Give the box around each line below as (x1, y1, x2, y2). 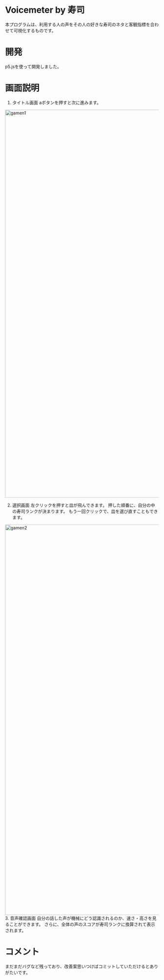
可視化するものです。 (13, 27, 56, 33)
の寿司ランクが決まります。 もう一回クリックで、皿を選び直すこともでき (12, 508, 158, 514)
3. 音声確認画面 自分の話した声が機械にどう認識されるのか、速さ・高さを (5, 915, 152, 921)
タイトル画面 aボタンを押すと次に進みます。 (12, 100, 102, 105)
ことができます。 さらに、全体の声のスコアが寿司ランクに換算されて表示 (9, 921, 155, 927)
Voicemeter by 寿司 (5, 4, 85, 16)
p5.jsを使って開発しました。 (5, 63, 62, 69)
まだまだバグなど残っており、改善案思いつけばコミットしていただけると (5, 963, 150, 969)
